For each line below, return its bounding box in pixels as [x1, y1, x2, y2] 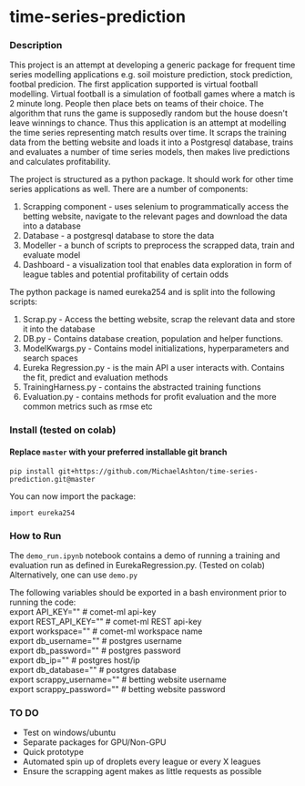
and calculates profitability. [9, 157, 111, 168]
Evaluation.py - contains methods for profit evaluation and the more [22, 392, 277, 403]
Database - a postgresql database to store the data [22, 230, 215, 241]
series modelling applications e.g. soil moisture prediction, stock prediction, [9, 69, 293, 80]
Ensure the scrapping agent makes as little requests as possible [22, 766, 262, 777]
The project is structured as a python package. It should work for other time [9, 174, 294, 185]
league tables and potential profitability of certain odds [22, 269, 229, 280]
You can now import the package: [9, 490, 137, 502]
